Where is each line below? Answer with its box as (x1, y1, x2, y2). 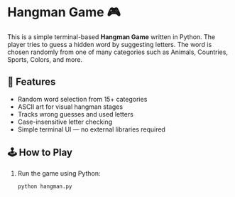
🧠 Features (7, 76, 56, 88)
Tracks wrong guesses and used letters (17, 110, 133, 118)
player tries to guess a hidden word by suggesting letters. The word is (7, 40, 212, 48)
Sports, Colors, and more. (7, 55, 83, 63)
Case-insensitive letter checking (17, 117, 113, 126)
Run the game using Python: (17, 169, 101, 177)
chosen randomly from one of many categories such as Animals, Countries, (7, 48, 229, 56)
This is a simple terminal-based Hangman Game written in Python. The (7, 32, 216, 41)
